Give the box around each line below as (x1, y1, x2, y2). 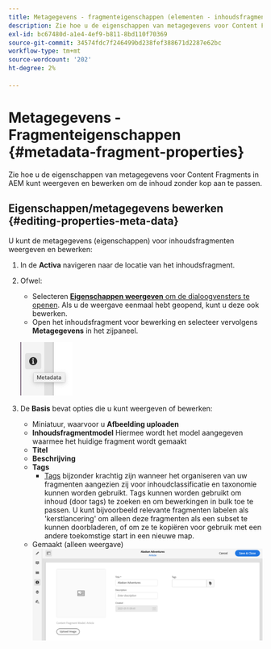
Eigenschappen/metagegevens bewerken (8, 202, 223, 216)
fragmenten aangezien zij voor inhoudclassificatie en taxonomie (44, 479, 257, 489)
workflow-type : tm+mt (8, 47, 81, 56)
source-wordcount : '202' (8, 56, 92, 64)
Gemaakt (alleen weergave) (31, 539, 124, 549)
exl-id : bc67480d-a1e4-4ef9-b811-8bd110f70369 (8, 30, 168, 38)
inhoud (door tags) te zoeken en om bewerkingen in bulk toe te (44, 496, 254, 506)
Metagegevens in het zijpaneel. (31, 326, 139, 335)
